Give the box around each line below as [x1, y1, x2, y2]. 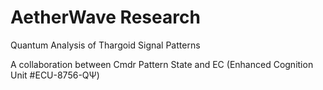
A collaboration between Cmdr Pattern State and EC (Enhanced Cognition [10, 58, 314, 70]
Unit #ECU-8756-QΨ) [10, 69, 100, 81]
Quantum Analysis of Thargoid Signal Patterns [10, 39, 201, 51]
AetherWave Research [10, 6, 201, 29]
